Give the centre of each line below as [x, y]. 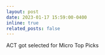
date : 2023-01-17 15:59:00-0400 [46, 17]
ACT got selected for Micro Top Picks [52, 45]
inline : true [22, 23]
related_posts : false [33, 28]
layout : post [22, 12]
